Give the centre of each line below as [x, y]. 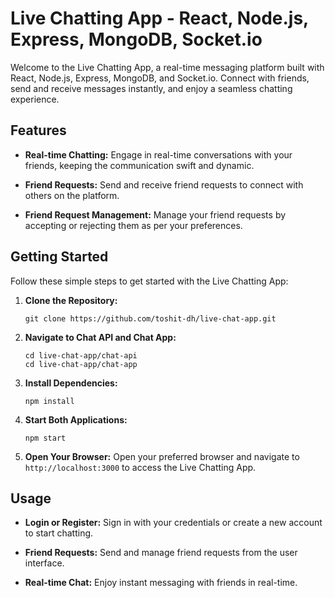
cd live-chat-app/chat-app [81, 364]
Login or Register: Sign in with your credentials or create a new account [173, 523]
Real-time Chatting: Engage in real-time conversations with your [158, 154]
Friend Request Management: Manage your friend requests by [155, 214]
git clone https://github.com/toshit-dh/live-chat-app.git [150, 318]
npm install [49, 401]
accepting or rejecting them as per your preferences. [133, 225]
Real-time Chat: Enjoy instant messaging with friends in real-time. [161, 583]
